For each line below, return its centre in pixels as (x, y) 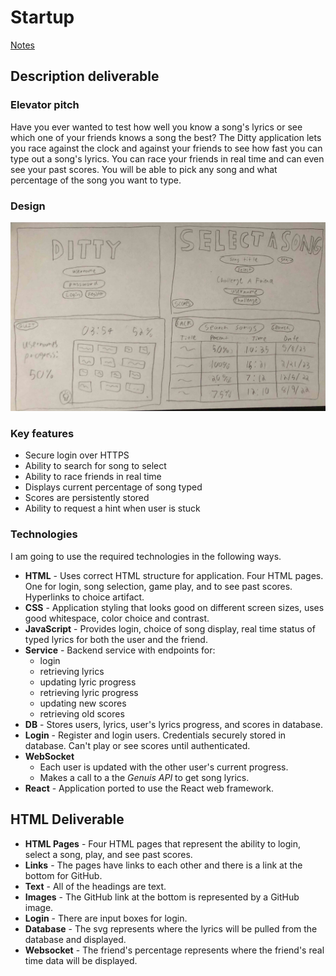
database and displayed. (75, 939)
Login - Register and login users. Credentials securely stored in (155, 735)
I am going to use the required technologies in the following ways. (146, 556)
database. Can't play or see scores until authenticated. (137, 745)
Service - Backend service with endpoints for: (120, 650)
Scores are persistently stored (87, 498)
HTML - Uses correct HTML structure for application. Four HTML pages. (174, 575)
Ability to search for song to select (95, 466)
